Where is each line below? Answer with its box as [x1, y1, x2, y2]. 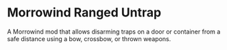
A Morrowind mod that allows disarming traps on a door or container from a [7, 27, 221, 36]
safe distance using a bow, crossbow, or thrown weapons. [7, 34, 171, 42]
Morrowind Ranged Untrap [7, 5, 162, 21]
